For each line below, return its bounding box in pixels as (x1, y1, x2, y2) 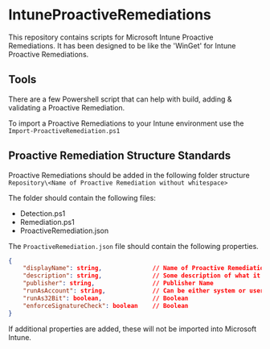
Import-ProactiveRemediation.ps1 (8, 127, 121, 135)
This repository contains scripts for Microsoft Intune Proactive (8, 32, 215, 42)
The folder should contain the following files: (8, 193, 157, 202)
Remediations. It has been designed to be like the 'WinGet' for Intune (8, 40, 236, 50)
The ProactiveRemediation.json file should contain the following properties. (8, 241, 259, 251)
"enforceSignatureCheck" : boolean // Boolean (22, 301, 189, 310)
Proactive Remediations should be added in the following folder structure (8, 170, 251, 180)
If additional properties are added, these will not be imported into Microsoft (8, 324, 257, 334)
